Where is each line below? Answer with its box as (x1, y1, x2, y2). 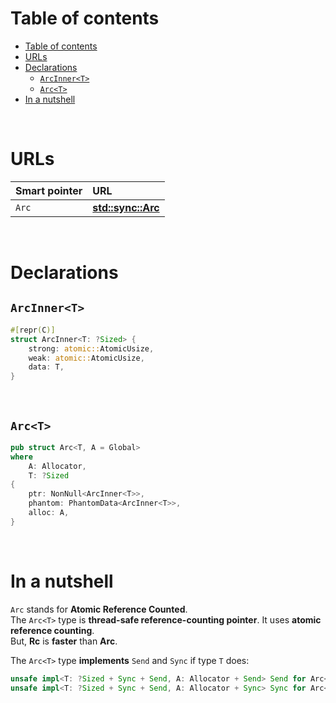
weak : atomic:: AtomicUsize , (28, 353, 145, 363)
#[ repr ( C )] (10, 325, 56, 335)
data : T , (28, 362, 65, 372)
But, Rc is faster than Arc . (10, 635, 118, 647)
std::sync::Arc (92, 200, 160, 214)
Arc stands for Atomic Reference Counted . (10, 603, 188, 615)
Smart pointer (15, 183, 83, 197)
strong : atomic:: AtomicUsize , (28, 343, 155, 354)
